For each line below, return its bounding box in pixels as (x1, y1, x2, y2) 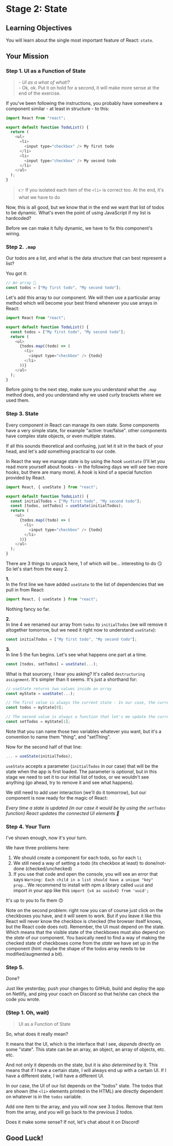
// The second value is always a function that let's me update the (6, 714, 156, 719)
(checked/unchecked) (25, 865, 72, 872)
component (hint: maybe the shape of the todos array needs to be (6, 946, 145, 952)
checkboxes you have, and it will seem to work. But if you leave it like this (6, 913, 161, 919)
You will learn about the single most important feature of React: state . (6, 37, 153, 43)
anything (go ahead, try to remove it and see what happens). (6, 779, 134, 785)
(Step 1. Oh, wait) (6, 1009, 49, 1016)
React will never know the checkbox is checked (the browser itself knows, (6, 918, 163, 925)
